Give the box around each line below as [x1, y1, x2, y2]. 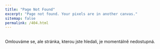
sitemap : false [5, 16, 36, 21]
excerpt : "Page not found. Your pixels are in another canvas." [5, 12, 138, 16]
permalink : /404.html [5, 20, 49, 25]
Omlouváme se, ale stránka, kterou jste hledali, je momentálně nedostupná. [5, 39, 155, 45]
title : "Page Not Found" [5, 7, 55, 12]
